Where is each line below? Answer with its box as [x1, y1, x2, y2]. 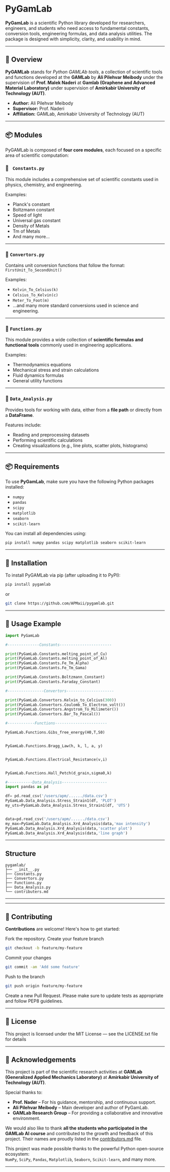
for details [5, 1036, 26, 1042]
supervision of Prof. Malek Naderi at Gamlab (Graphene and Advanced [5, 79, 155, 85]
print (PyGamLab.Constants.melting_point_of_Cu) [5, 651, 108, 657]
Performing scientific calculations [12, 437, 83, 443]
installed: [5, 484, 24, 490]
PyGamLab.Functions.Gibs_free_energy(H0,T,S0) [5, 730, 105, 735]
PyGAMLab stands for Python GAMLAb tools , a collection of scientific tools [5, 69, 163, 75]
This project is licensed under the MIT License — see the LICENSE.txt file [5, 1030, 158, 1037]
